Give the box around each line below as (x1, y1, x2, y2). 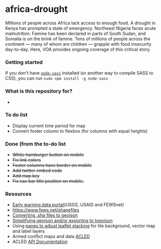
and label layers (12, 228, 45, 234)
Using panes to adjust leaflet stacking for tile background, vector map (12, 223, 156, 229)
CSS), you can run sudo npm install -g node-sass (5, 76, 108, 82)
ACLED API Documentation (12, 239, 68, 245)
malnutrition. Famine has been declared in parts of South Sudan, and (5, 30, 146, 36)
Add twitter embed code (12, 167, 63, 173)
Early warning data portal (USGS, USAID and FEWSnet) (12, 202, 124, 208)
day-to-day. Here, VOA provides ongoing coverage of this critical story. (5, 46, 151, 52)
